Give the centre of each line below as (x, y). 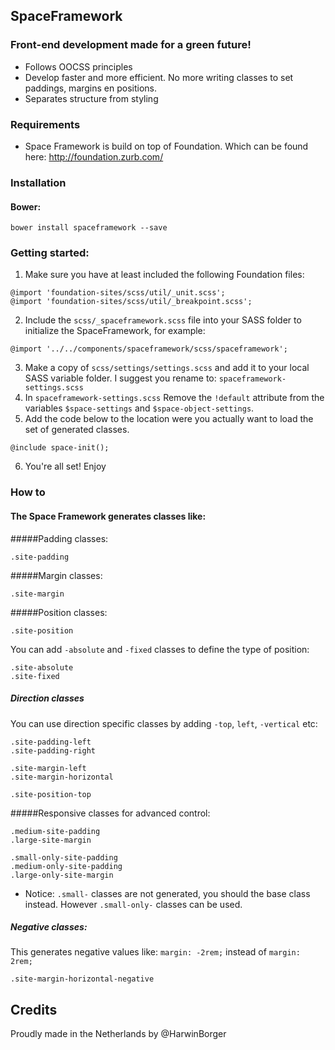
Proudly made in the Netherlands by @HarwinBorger (118, 1034)
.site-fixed (35, 676)
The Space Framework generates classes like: (108, 516)
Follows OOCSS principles (78, 66)
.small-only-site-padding (64, 857)
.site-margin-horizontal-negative (82, 979)
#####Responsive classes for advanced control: (110, 813)
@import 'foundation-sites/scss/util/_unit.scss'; (118, 293)
